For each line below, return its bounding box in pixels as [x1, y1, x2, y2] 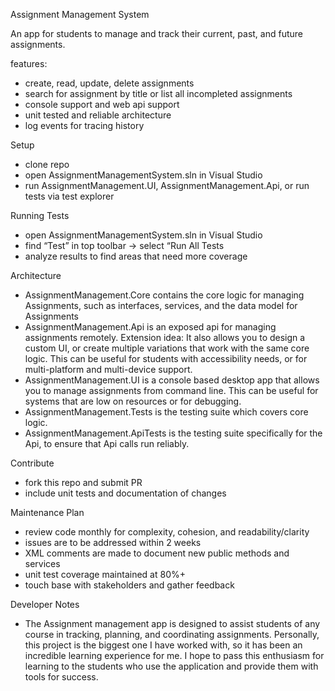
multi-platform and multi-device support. [24, 364, 193, 375]
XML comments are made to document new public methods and [24, 547, 290, 559]
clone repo [24, 159, 70, 170]
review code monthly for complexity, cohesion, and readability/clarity [24, 526, 310, 538]
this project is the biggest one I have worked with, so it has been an [24, 639, 303, 651]
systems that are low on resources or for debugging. [24, 395, 242, 407]
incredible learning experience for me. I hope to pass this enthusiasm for [24, 650, 325, 661]
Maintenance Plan [10, 507, 85, 518]
